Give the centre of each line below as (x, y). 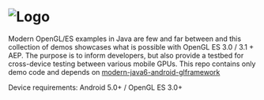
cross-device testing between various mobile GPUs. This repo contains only (132, 64)
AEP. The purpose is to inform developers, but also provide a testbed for (126, 55)
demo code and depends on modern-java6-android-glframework (114, 72)
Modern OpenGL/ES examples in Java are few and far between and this (125, 39)
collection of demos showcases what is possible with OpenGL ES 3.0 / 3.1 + (131, 46)
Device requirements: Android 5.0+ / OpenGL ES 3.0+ (96, 87)
